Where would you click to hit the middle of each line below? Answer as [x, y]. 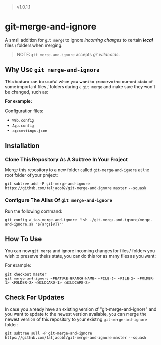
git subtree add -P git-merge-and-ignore [48, 184]
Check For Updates [35, 297]
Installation [22, 146]
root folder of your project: [32, 175]
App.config [23, 126]
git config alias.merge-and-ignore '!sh [47, 220]
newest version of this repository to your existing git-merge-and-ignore [76, 319]
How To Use [24, 239]
